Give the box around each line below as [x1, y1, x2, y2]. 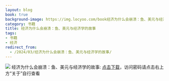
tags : [5, 31, 17, 36]
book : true [5, 12, 28, 17]
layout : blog [5, 7, 33, 13]
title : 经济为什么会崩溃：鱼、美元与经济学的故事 [5, 26, 96, 31]
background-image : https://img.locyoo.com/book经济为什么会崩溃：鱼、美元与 [5, 17, 159, 22]
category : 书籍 [5, 21, 36, 27]
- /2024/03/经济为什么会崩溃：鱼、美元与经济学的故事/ [10, 49, 112, 54]
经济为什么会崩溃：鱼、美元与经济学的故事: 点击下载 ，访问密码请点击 [11, 64, 155, 70]
